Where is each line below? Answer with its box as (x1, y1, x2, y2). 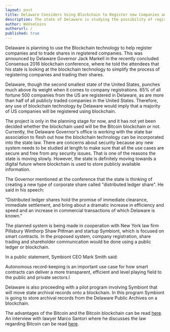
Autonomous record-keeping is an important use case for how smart (5, 264, 148, 269)
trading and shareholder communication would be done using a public (5, 239, 151, 245)
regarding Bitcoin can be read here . (5, 321, 79, 326)
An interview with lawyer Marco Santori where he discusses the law (5, 315, 147, 321)
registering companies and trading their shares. (5, 72, 105, 77)
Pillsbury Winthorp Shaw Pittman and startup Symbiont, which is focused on (5, 228, 164, 234)
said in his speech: (5, 187, 45, 193)
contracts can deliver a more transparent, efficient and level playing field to (5, 269, 162, 275)
